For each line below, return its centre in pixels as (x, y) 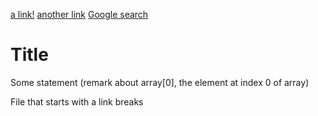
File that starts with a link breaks (77, 101)
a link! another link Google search (79, 14)
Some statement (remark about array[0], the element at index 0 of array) (160, 82)
